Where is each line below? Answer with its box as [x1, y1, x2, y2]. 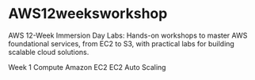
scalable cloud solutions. [8, 47, 89, 56]
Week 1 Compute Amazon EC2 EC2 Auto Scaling [8, 62, 166, 71]
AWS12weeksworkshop [8, 5, 168, 23]
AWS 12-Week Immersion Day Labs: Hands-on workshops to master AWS [8, 31, 248, 40]
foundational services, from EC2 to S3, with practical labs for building [8, 38, 235, 48]
